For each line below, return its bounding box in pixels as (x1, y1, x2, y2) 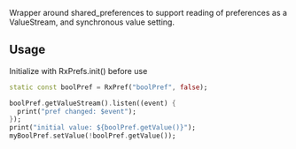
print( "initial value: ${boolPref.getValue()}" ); (9, 123, 197, 132)
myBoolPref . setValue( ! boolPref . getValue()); (9, 131, 176, 140)
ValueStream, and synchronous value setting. (9, 17, 175, 27)
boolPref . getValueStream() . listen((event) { (9, 99, 176, 108)
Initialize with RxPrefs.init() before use (9, 65, 148, 76)
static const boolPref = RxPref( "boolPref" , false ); (9, 83, 208, 92)
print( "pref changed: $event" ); (17, 107, 137, 115)
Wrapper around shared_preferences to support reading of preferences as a (9, 8, 288, 18)
